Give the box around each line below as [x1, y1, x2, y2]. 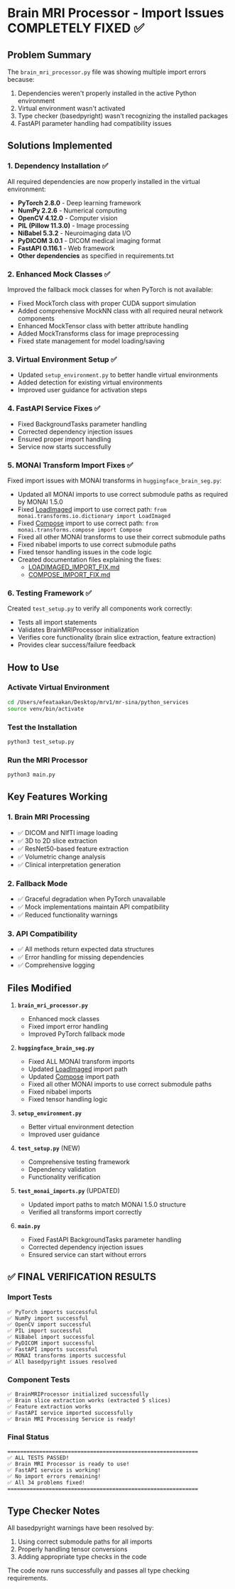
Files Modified [7, 982, 72, 994]
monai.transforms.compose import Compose [17, 526, 142, 534]
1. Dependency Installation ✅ [7, 161, 109, 171]
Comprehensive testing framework [28, 1158, 130, 1166]
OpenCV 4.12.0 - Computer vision [17, 213, 119, 222]
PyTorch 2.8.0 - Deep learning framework [17, 198, 141, 207]
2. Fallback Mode [7, 878, 68, 888]
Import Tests [7, 1292, 53, 1302]
